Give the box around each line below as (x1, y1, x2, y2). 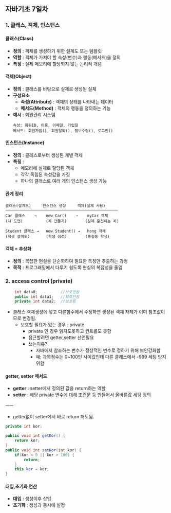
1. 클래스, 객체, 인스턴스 (5, 22, 60, 29)
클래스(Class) (5, 35, 34, 41)
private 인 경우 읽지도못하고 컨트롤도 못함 (28, 328, 111, 334)
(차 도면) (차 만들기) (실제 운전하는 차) (5, 219, 119, 224)
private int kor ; (5, 424, 43, 429)
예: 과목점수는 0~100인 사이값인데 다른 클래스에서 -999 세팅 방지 (35, 354, 166, 360)
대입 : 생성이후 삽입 (12, 496, 51, 502)
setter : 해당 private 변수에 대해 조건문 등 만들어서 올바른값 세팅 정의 (12, 392, 151, 398)
